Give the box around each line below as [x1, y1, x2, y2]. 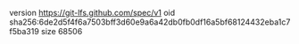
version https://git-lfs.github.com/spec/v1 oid [9, 8, 176, 18]
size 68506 [41, 26, 83, 36]
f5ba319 [9, 26, 40, 36]
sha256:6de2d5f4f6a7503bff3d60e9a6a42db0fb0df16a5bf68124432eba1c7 [9, 17, 291, 27]
